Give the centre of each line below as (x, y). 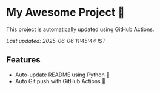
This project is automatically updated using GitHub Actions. (80, 29)
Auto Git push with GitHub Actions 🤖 (60, 81)
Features (23, 60)
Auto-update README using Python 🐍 (62, 75)
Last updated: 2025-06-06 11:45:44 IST (56, 41)
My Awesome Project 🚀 (66, 12)
